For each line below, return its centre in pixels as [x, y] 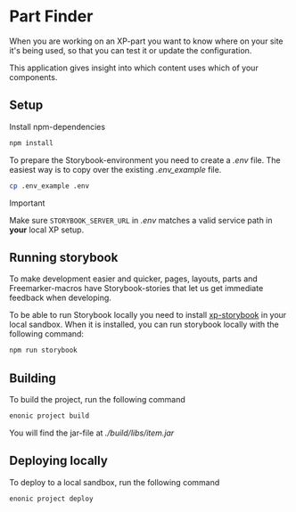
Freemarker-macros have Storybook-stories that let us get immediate [136, 289]
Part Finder [51, 16]
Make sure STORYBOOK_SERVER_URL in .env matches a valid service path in [141, 220]
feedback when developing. [60, 298]
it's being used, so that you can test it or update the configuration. [131, 50]
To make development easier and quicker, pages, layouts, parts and [134, 279]
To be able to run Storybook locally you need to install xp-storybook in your [148, 315]
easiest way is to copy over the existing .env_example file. [115, 169]
